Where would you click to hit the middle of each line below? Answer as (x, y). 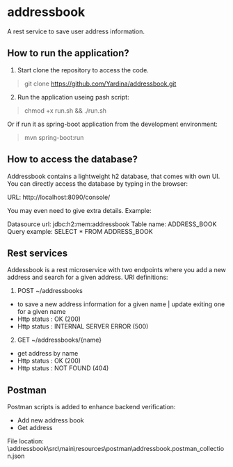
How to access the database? (72, 160)
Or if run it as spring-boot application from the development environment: (112, 124)
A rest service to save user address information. (76, 31)
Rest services (38, 253)
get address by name (48, 354)
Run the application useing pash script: (73, 97)
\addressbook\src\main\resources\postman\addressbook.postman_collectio (116, 449)
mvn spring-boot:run (54, 137)
